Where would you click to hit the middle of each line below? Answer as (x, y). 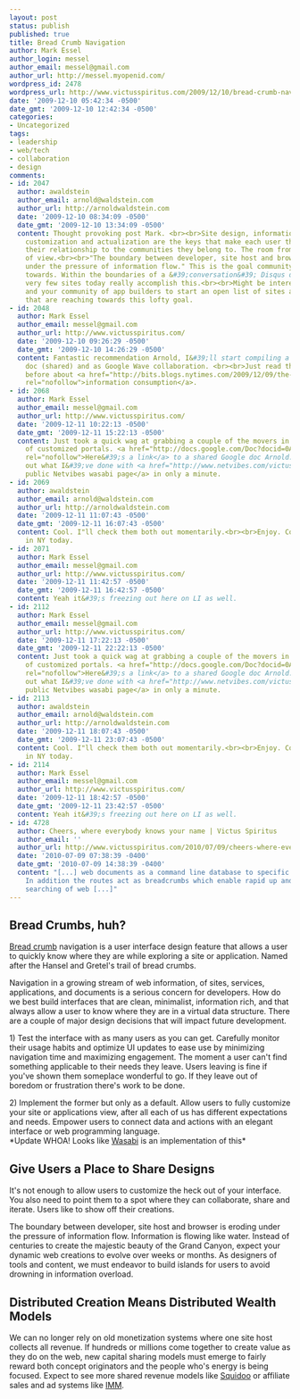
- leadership (33, 142)
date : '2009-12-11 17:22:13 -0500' (83, 640)
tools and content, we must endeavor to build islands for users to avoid (140, 1265)
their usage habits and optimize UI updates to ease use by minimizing (137, 1048)
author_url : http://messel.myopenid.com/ (87, 76)
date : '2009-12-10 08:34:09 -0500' (83, 217)
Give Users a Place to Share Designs (112, 1169)
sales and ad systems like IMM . (67, 1385)
